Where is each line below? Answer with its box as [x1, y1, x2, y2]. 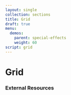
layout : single [5, 7, 37, 13]
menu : [5, 26, 17, 31]
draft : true [5, 21, 30, 27]
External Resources [5, 84, 54, 91]
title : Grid [5, 17, 30, 22]
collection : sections [5, 12, 51, 17]
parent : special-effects [14, 36, 66, 41]
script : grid [5, 45, 33, 50]
